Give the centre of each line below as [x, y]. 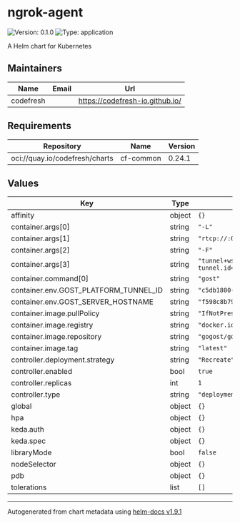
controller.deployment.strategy [63, 360]
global [21, 406]
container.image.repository [56, 337]
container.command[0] [50, 279]
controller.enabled [42, 372]
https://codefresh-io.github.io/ [130, 101]
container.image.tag [45, 348]
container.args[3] [40, 265]
